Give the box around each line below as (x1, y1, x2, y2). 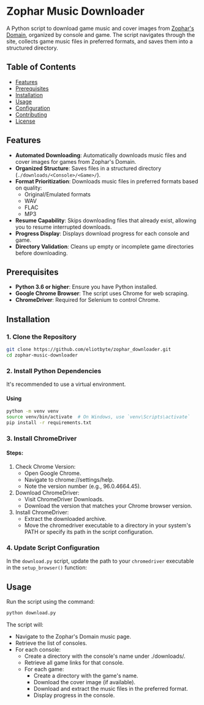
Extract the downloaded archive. (24, 515, 107, 523)
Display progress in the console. (33, 692, 115, 699)
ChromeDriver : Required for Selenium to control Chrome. (15, 296, 161, 304)
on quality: (15, 184, 42, 191)
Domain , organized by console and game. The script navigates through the (6, 31, 195, 38)
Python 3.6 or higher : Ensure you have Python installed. (15, 283, 158, 291)
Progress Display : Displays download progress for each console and (15, 229, 190, 237)
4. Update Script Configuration (6, 543, 100, 552)
